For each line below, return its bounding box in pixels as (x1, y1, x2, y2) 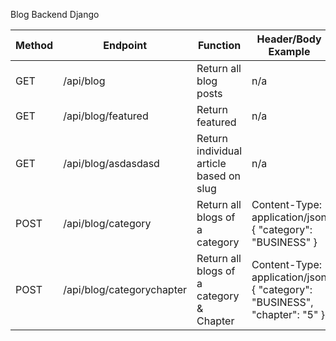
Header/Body (256, 32, 322, 46)
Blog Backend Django (10, 9, 100, 20)
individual (196, 144, 243, 158)
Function (198, 39, 242, 52)
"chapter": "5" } (251, 308, 325, 321)
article (196, 157, 227, 170)
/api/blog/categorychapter (63, 283, 188, 296)
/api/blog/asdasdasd (63, 157, 160, 170)
